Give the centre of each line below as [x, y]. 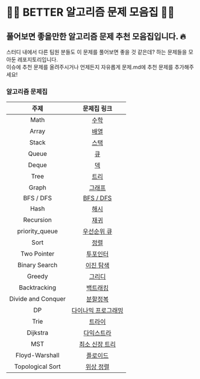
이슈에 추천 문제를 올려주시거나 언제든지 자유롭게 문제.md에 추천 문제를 [90, 67]
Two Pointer [38, 254]
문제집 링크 [98, 109]
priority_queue [38, 231]
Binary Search [38, 265]
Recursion [38, 220]
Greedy [37, 276]
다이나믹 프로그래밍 [97, 310]
